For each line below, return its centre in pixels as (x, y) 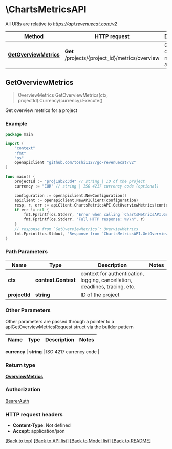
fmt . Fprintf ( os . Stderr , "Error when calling (72, 215)
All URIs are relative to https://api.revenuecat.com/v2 (61, 24)
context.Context (55, 280)
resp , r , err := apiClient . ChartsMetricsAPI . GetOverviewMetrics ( (86, 205)
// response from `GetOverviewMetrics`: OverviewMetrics (77, 229)
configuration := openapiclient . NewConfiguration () (71, 195)
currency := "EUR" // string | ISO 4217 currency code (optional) (87, 186)
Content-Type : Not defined (41, 425)
